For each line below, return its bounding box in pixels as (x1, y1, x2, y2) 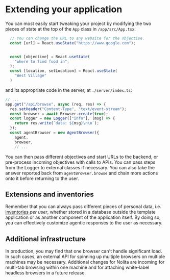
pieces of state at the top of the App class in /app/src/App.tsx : (5, 26, 136, 32)
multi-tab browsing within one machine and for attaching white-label (5, 264, 150, 271)
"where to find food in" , (14, 59, 70, 64)
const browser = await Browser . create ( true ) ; (10, 111, 109, 116)
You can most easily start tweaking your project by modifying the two (5, 20, 152, 27)
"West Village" (14, 73, 47, 79)
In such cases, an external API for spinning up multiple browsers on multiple (5, 253, 165, 260)
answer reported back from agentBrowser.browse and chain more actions (5, 170, 158, 176)
